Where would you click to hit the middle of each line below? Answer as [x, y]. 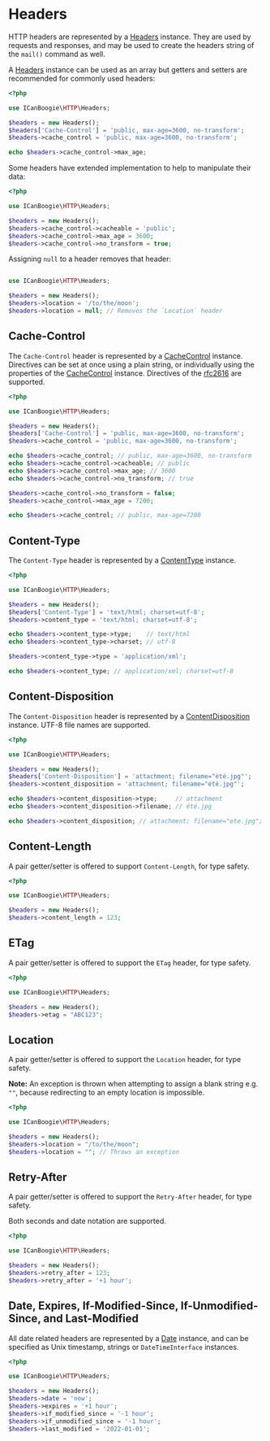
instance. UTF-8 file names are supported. [79, 725]
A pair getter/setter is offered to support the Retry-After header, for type [130, 1197]
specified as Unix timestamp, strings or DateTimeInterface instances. [124, 1347]
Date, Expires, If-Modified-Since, [93, 1306]
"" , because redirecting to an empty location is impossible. [107, 1093]
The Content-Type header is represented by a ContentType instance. [122, 560]
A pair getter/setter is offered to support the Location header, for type [125, 1060]
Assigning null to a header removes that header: [90, 259]
